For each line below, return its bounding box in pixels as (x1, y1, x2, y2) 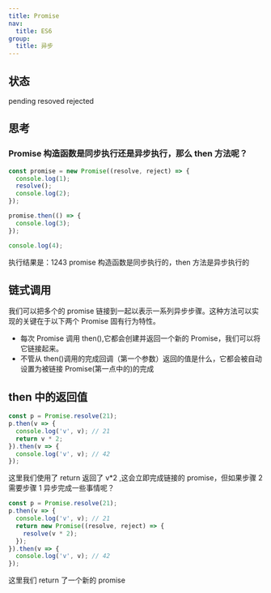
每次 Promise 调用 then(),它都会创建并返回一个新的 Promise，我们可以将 (19, 333, 261, 343)
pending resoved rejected (8, 96, 95, 105)
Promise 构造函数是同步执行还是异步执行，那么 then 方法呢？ (8, 148, 248, 159)
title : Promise (8, 11, 60, 20)
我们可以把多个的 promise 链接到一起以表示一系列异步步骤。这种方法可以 (8, 306, 252, 316)
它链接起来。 (19, 344, 63, 354)
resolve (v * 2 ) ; (23, 529, 78, 538)
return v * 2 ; (15, 435, 63, 443)
